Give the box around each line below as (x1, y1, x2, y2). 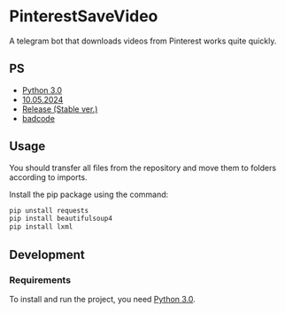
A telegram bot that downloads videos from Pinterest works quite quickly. (9, 35, 277, 46)
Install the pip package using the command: (9, 189, 169, 200)
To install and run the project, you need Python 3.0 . (9, 293, 196, 304)
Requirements (9, 273, 72, 286)
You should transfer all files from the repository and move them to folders (9, 162, 277, 173)
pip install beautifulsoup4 (9, 215, 113, 223)
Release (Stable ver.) (21, 104, 98, 114)
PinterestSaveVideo (9, 6, 158, 27)
